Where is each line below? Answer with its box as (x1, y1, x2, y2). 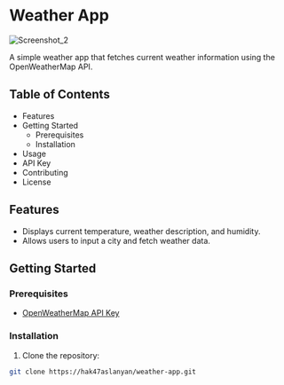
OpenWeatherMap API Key (21, 308, 120, 318)
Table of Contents (9, 87, 111, 102)
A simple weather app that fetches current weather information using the (9, 51, 275, 62)
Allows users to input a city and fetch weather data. (21, 235, 211, 246)
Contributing (21, 167, 68, 177)
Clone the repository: (21, 350, 100, 360)
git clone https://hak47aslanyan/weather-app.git (9, 367, 197, 376)
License (21, 177, 51, 187)
